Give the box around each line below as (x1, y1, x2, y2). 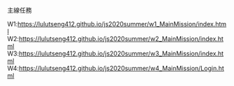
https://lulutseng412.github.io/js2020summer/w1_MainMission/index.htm (17, 20, 227, 28)
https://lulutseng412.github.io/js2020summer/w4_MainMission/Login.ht (18, 64, 225, 72)
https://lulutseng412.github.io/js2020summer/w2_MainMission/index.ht (18, 35, 224, 43)
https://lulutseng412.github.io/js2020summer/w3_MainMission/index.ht (18, 49, 224, 58)
